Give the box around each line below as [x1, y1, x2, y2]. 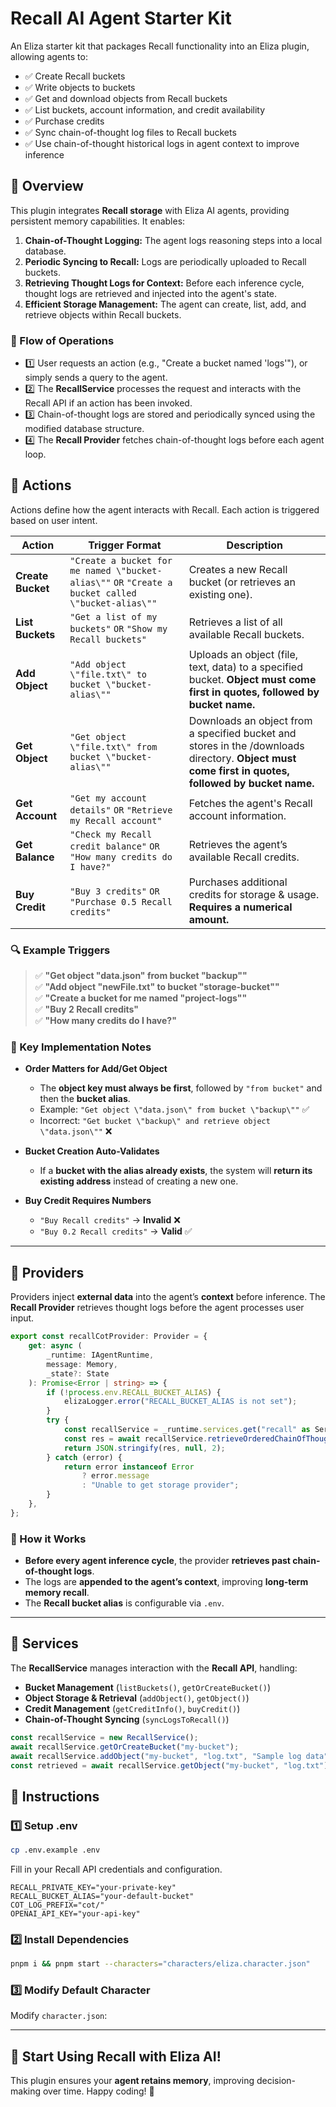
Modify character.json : [10, 2010, 108, 2022]
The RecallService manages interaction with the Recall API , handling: [10, 1662, 298, 1674]
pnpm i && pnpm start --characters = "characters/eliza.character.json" [10, 1959, 311, 1969]
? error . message [81, 1471, 150, 1481]
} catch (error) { [46, 1452, 123, 1462]
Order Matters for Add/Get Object [24, 1063, 168, 1075]
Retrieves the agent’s [188, 837, 288, 851]
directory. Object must [188, 751, 297, 765]
